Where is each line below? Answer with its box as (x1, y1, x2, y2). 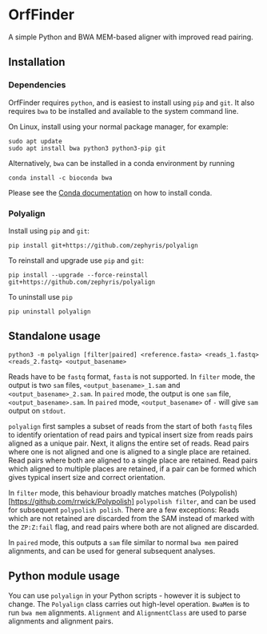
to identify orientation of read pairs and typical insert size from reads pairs (8, 430, 253, 439)
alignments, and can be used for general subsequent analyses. (8, 546, 216, 555)
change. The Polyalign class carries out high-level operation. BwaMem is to (8, 599, 250, 608)
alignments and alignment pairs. (8, 616, 114, 626)
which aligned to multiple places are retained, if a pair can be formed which (8, 463, 257, 474)
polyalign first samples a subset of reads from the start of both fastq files (8, 421, 253, 430)
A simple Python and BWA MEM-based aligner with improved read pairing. (8, 32, 253, 42)
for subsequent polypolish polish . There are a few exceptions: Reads (8, 505, 240, 515)
